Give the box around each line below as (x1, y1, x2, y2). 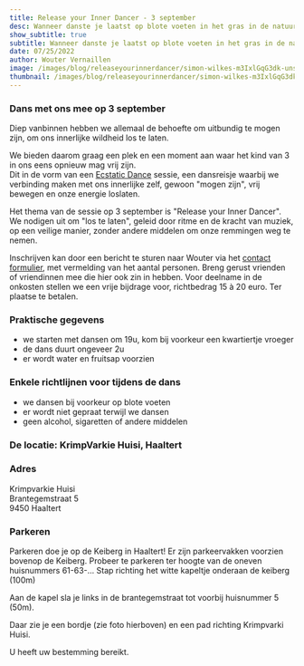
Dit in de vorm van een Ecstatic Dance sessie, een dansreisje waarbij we (9, 169, 280, 180)
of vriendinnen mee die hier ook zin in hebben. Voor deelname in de (9, 272, 262, 283)
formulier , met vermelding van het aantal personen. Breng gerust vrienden (9, 262, 286, 273)
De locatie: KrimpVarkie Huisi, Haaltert (9, 439, 183, 451)
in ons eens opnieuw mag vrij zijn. (9, 159, 137, 170)
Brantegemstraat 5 (9, 493, 79, 504)
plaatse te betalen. (9, 291, 79, 302)
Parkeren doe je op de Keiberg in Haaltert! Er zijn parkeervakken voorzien (9, 545, 283, 557)
